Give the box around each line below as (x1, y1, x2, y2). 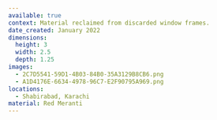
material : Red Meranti (8, 99, 83, 107)
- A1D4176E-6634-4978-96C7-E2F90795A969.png (15, 77, 164, 85)
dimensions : (8, 33, 47, 42)
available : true (8, 11, 62, 20)
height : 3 (15, 41, 47, 49)
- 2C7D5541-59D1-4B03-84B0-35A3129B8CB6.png (15, 70, 164, 78)
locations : (8, 84, 44, 93)
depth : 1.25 (15, 56, 55, 64)
